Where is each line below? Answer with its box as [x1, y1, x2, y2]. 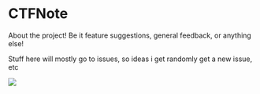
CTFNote [8, 5, 69, 23]
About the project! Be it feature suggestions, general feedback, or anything [8, 31, 252, 40]
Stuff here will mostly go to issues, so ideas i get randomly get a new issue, [8, 54, 253, 63]
